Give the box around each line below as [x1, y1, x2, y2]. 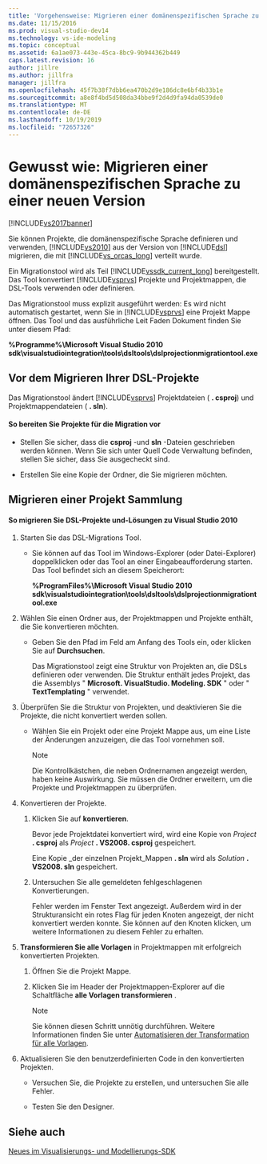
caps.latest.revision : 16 [8, 57, 94, 65]
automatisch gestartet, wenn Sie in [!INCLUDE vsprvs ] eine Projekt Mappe [8, 307, 250, 317]
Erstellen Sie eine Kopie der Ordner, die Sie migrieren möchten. [19, 470, 228, 479]
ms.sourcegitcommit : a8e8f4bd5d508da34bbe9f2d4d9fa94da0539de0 [8, 94, 224, 102]
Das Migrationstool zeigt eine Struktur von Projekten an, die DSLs [31, 662, 248, 671]
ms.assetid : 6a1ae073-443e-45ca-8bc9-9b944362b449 [8, 49, 181, 57]
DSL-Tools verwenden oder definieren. [8, 283, 136, 293]
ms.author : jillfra [8, 71, 74, 79]
